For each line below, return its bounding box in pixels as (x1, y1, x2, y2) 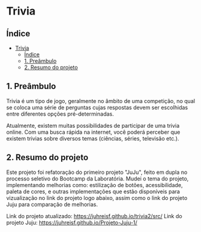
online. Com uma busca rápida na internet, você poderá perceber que (6, 128, 180, 136)
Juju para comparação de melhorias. (6, 201, 98, 208)
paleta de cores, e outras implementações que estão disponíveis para (6, 188, 180, 195)
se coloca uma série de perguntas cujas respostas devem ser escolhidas (6, 104, 188, 111)
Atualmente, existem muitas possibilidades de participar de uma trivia (6, 122, 180, 129)
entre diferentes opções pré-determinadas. (6, 110, 114, 118)
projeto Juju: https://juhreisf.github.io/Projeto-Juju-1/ (6, 219, 137, 226)
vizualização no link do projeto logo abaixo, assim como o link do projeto (6, 194, 188, 201)
